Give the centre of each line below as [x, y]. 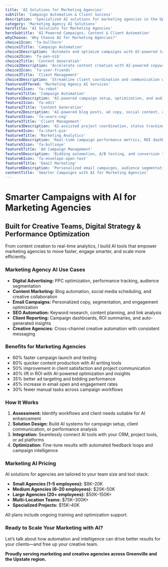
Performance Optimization [47, 234]
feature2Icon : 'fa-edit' [31, 103]
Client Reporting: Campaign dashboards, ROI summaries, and [76, 317]
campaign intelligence [35, 450]
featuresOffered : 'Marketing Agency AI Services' [58, 84]
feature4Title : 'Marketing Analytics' [45, 135]
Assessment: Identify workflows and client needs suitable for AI [79, 413]
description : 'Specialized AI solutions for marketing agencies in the [81, 19]
